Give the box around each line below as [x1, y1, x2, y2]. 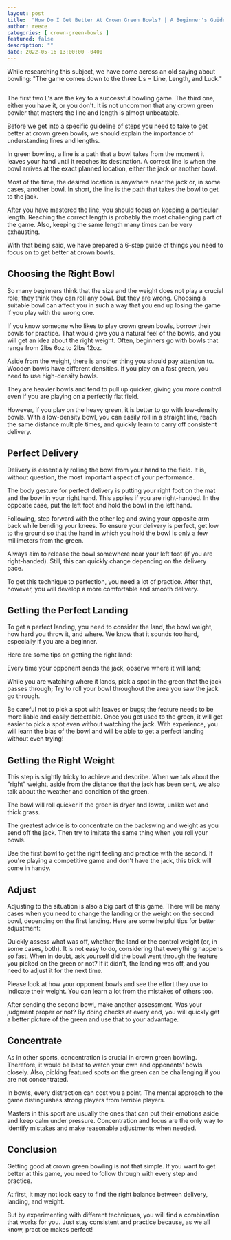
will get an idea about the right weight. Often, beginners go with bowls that [7, 336, 219, 345]
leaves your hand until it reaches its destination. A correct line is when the [7, 157, 217, 165]
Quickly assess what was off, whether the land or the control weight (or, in [7, 937, 218, 946]
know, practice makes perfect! [7, 1225, 93, 1233]
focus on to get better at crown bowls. [7, 248, 115, 257]
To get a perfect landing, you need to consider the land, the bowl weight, [7, 623, 213, 631]
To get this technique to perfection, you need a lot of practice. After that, [7, 577, 213, 585]
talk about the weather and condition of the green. [7, 787, 150, 796]
